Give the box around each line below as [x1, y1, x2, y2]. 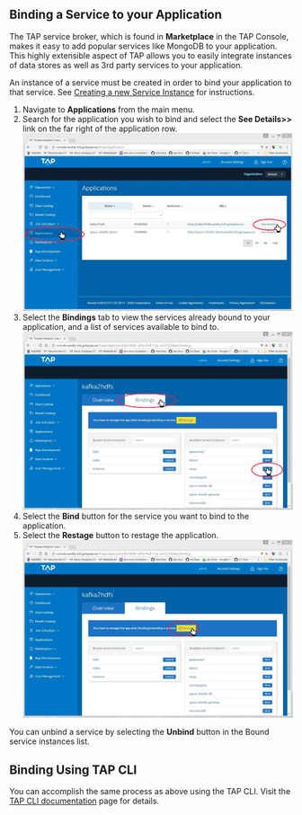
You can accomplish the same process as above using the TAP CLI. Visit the [9, 786, 291, 797]
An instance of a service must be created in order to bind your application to [9, 76, 292, 88]
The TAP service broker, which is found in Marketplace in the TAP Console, [9, 31, 289, 41]
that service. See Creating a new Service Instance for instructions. [9, 86, 255, 97]
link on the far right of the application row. [22, 123, 178, 134]
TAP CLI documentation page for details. [9, 795, 160, 807]
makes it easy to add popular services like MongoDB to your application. [9, 40, 278, 51]
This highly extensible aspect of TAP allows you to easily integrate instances [9, 49, 292, 61]
